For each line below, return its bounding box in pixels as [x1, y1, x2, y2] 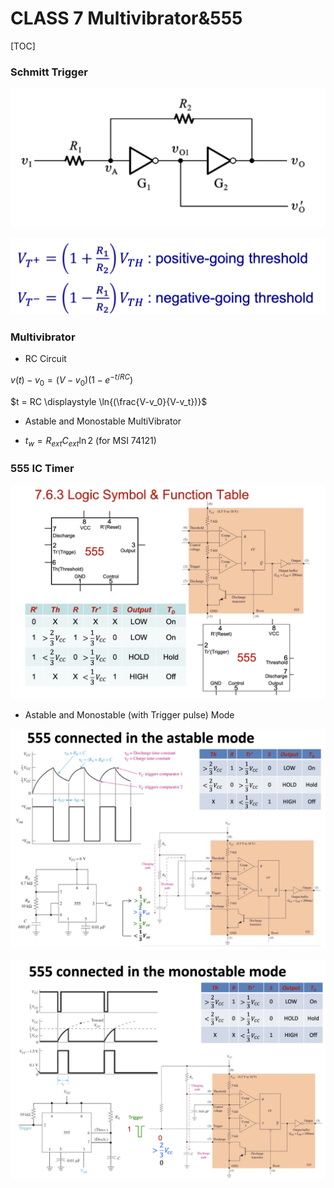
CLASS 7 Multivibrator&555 [10, 7, 243, 30]
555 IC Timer [10, 462, 75, 476]
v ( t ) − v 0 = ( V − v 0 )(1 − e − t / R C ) [10, 372, 134, 388]
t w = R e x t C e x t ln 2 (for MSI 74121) [24, 434, 157, 449]
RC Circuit [24, 353, 67, 365]
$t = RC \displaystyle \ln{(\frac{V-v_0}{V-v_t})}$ [10, 395, 208, 407]
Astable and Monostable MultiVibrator [24, 415, 182, 427]
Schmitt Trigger [10, 65, 88, 79]
